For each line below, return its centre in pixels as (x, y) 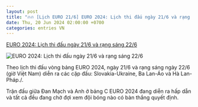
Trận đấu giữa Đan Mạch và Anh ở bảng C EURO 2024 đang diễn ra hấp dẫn (99, 91)
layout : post (22, 11)
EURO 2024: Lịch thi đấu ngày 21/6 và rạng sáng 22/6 (72, 45)
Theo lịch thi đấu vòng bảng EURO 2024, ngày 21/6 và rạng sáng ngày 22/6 (98, 68)
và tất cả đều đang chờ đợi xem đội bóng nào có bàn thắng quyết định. (92, 98)
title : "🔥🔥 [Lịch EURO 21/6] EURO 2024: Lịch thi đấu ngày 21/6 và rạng (98, 17)
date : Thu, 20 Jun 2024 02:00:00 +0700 (55, 22)
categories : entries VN (35, 28)
